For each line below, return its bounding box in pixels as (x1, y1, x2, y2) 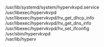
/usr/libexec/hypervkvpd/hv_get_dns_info (5, 20, 91, 26)
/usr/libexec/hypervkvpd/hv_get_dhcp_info (5, 15, 95, 20)
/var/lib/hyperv (5, 36, 37, 42)
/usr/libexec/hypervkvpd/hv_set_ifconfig (5, 25, 90, 31)
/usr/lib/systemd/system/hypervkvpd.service (5, 4, 99, 10)
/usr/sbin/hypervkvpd (5, 31, 51, 36)
